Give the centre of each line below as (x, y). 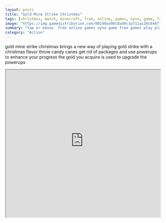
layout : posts (20, 10)
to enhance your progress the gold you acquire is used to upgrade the (76, 57)
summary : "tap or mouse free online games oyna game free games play (79, 28)
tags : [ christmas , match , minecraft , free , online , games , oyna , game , (80, 19)
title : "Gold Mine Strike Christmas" (44, 14)
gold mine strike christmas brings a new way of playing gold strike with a (79, 47)
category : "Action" (25, 32)
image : (12, 23)
